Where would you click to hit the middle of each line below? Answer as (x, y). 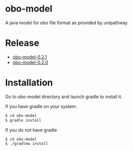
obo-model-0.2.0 (30, 62)
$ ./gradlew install (27, 144)
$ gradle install (23, 120)
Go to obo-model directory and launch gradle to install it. (64, 97)
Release (22, 43)
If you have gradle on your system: (41, 106)
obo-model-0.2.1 (30, 57)
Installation (29, 83)
